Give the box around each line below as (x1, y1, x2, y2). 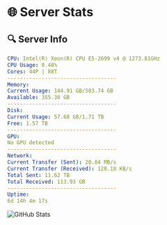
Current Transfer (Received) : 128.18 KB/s (7, 165, 132, 172)
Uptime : (7, 191, 30, 199)
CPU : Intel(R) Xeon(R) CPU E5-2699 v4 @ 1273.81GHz (7, 55, 160, 62)
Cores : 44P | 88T (7, 68, 58, 75)
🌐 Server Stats (7, 4, 94, 20)
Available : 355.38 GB (7, 94, 70, 101)
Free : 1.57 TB (7, 120, 49, 127)
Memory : (7, 81, 30, 88)
